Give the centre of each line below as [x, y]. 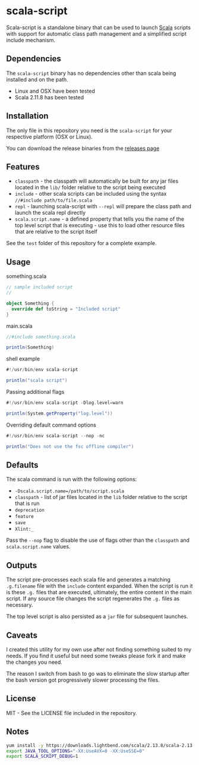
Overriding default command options [51, 425]
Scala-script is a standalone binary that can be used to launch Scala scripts [99, 27]
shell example [23, 359]
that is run [27, 503]
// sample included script [40, 287]
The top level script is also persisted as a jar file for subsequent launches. [97, 616]
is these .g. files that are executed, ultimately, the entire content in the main [99, 592]
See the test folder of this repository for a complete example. [81, 243]
